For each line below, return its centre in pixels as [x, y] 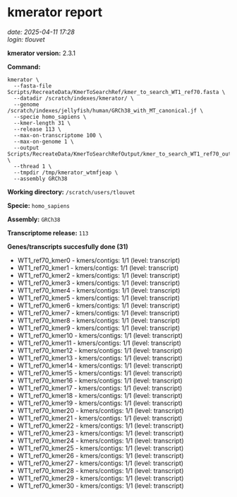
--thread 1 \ [33, 166]
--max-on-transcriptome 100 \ [58, 135]
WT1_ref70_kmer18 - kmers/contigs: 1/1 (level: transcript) [100, 395]
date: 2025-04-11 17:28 [41, 32]
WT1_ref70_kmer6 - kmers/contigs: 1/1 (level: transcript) [99, 305]
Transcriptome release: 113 [48, 233]
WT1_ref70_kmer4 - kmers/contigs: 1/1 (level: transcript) [99, 290]
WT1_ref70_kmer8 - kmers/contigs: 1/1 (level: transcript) [99, 320]
